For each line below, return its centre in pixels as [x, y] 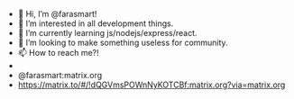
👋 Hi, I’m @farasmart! [57, 14]
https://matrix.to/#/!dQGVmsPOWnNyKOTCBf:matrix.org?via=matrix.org [152, 85]
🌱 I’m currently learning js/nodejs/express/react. [107, 33]
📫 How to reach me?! [58, 53]
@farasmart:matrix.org [60, 75]
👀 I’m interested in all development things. [96, 23]
